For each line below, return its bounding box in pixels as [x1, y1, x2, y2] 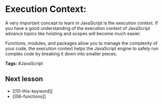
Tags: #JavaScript [5, 60, 43, 66]
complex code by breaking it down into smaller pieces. [5, 51, 117, 57]
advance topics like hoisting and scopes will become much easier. [5, 30, 141, 36]
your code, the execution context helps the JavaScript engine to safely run [5, 45, 159, 51]
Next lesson [5, 75, 43, 83]
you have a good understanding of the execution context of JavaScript [5, 25, 151, 31]
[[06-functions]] [12, 93, 46, 99]
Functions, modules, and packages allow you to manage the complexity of [5, 40, 158, 46]
